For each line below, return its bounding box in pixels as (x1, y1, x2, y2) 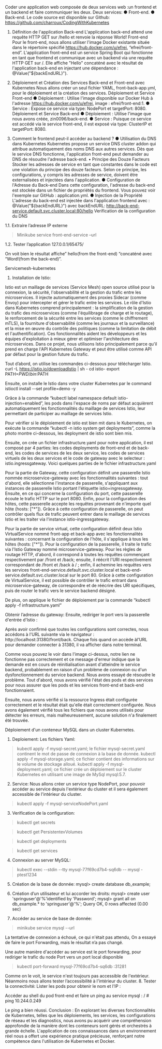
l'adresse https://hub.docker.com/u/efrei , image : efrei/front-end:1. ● (12, 101, 150, 106)
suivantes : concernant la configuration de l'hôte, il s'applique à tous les (5, 536, 148, 542)
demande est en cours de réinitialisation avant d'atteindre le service (5, 662, 140, 667)
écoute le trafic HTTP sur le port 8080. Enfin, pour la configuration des (5, 496, 146, 501)
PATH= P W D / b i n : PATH (5, 371, 49, 377)
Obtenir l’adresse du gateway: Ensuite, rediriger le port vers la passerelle (5, 612, 150, 617)
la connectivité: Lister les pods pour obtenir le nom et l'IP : (5, 983, 121, 989)
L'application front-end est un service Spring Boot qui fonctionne (23, 50, 153, 55)
